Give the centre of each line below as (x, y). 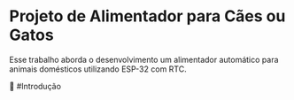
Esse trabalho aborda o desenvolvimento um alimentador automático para (144, 59)
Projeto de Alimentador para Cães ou (147, 16)
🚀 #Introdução (35, 86)
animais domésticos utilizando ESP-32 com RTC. (98, 69)
